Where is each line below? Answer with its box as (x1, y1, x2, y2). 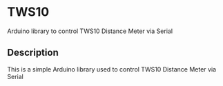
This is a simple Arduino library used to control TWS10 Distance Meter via (7, 65, 216, 73)
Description (7, 47, 59, 58)
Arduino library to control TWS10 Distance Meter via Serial (7, 27, 173, 35)
